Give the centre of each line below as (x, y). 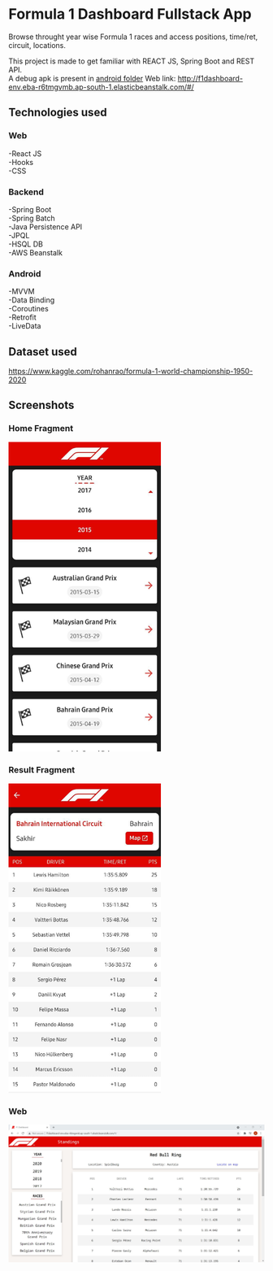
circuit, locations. (37, 45)
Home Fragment (41, 429)
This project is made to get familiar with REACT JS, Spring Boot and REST (132, 61)
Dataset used (43, 352)
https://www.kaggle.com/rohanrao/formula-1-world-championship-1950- (131, 372)
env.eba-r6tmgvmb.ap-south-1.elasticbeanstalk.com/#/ (102, 87)
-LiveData (25, 326)
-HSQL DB (26, 244)
